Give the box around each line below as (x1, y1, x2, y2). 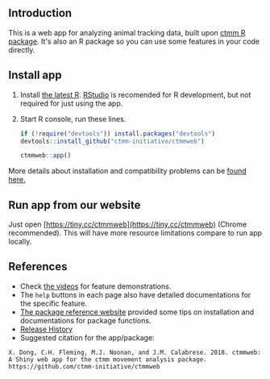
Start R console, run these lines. (19, 114, 127, 123)
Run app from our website (8, 198, 141, 212)
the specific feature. (19, 298, 87, 308)
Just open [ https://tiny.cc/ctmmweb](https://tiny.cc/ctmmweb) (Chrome (8, 219, 247, 229)
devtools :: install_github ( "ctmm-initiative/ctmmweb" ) (19, 137, 205, 145)
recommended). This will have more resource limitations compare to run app (8, 228, 263, 238)
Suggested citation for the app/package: (19, 332, 155, 342)
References (8, 260, 68, 273)
